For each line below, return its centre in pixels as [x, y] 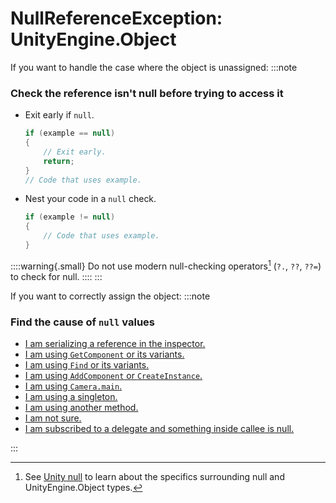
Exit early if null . [59, 115]
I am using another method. [81, 407]
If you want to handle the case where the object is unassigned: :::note [154, 67]
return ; [59, 161]
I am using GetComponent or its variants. [104, 354]
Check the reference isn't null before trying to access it [147, 93]
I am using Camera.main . [73, 386]
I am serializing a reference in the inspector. [115, 343]
